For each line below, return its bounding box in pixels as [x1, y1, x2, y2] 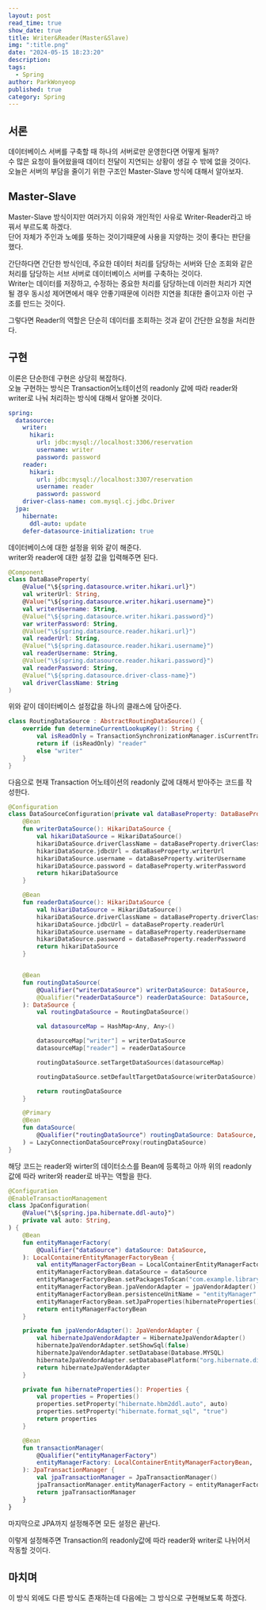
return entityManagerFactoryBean [36, 1305, 147, 1313]
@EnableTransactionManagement [8, 1194, 108, 1203]
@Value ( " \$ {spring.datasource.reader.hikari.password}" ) [22, 657, 215, 665]
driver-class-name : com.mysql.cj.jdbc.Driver [22, 498, 176, 506]
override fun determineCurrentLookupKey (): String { [22, 725, 200, 733]
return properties [36, 1415, 97, 1423]
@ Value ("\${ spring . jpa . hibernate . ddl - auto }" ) [22, 1209, 176, 1217]
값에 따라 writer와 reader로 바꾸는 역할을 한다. [8, 1171, 152, 1181]
